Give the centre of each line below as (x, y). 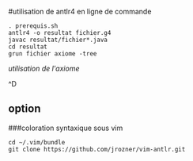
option (25, 109)
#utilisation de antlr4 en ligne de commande (80, 11)
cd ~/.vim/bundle (37, 142)
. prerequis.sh (33, 26)
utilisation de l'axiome (44, 68)
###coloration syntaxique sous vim (66, 128)
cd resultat (28, 47)
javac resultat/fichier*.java (58, 40)
